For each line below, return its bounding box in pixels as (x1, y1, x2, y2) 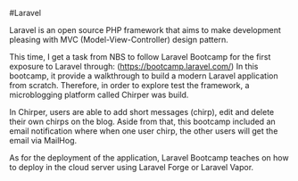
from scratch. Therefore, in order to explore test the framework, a (9, 80, 250, 90)
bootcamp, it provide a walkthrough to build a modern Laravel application (9, 70, 278, 81)
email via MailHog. (9, 136, 78, 145)
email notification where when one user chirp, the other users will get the (9, 126, 278, 136)
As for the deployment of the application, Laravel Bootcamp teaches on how (9, 152, 289, 163)
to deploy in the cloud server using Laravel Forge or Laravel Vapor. (9, 162, 254, 172)
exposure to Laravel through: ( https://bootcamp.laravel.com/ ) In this (9, 62, 259, 71)
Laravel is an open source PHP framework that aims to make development (9, 25, 281, 35)
